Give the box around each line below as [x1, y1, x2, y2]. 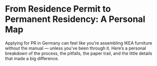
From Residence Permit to [5, 3, 111, 15]
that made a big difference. [5, 55, 59, 61]
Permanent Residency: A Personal [5, 14, 145, 25]
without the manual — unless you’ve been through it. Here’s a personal [5, 45, 146, 51]
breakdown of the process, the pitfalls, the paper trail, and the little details [5, 50, 153, 56]
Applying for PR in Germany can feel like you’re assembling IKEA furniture [5, 40, 153, 46]
